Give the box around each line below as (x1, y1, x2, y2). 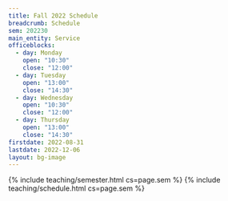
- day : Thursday (15, 116, 70, 124)
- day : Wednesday (15, 94, 74, 102)
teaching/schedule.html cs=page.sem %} (8, 183, 146, 193)
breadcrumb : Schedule (8, 19, 81, 27)
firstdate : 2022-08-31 (8, 138, 84, 147)
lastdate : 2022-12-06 (8, 146, 81, 154)
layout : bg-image (8, 153, 66, 161)
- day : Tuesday (15, 71, 66, 79)
